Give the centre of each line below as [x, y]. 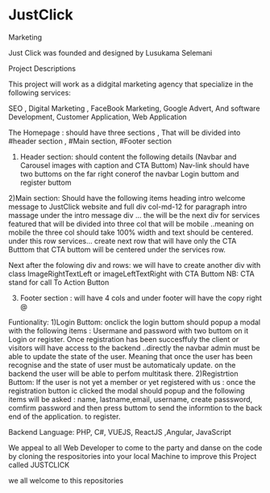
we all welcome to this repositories [66, 480]
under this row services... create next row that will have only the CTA [123, 240]
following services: [39, 92]
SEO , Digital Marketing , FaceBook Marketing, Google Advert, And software [134, 108]
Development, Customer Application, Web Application [98, 117]
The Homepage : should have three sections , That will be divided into [125, 132]
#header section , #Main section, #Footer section [90, 141]
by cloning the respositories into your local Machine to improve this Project [133, 456]
